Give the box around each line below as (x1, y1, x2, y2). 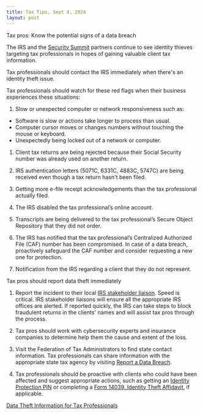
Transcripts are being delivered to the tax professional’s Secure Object (15, 215, 193, 223)
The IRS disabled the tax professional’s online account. (15, 204, 153, 211)
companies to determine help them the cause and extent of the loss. (15, 333, 188, 341)
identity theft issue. (6, 75, 55, 82)
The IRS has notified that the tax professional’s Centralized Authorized (15, 234, 193, 241)
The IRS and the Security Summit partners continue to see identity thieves (6, 44, 193, 51)
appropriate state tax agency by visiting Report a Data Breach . (15, 358, 172, 365)
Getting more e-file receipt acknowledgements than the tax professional (15, 185, 197, 192)
